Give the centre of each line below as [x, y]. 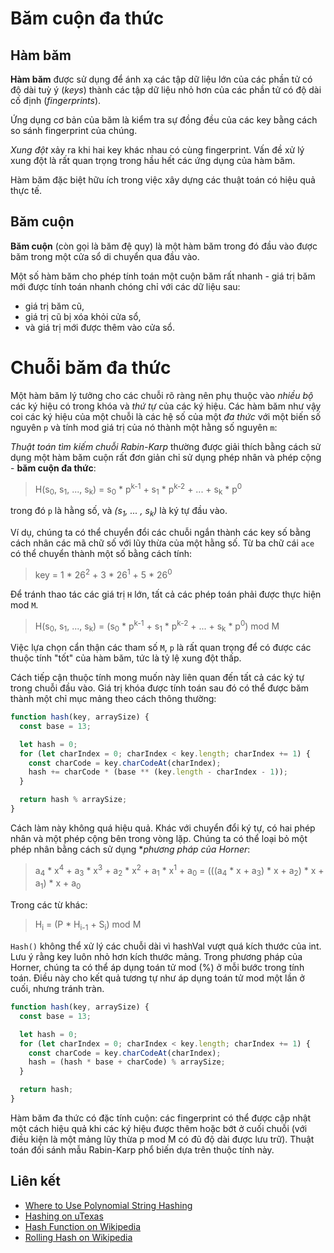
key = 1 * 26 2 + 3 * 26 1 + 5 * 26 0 [103, 574]
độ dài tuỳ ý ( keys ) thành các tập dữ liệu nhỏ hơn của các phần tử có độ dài [166, 90]
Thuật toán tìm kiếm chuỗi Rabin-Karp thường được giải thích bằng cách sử [166, 446]
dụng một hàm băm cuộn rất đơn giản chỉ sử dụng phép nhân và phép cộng [166, 457]
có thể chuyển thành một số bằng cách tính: [101, 553]
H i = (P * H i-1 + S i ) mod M [88, 925]
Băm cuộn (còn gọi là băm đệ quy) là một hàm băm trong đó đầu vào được [164, 246]
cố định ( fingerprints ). [56, 100]
